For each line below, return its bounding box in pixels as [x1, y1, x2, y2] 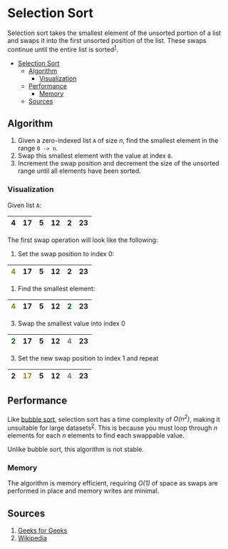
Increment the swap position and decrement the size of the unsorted [17, 159, 219, 168]
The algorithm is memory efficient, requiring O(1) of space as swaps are [7, 479, 219, 488]
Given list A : [7, 201, 41, 209]
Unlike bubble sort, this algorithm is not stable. [7, 445, 144, 453]
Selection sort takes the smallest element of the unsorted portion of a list [7, 29, 222, 37]
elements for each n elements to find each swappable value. [7, 430, 185, 440]
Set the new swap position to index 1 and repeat [17, 353, 159, 362]
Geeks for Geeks [17, 526, 68, 535]
